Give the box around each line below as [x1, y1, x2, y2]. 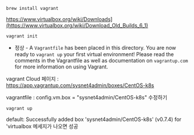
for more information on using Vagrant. [14, 63, 108, 70]
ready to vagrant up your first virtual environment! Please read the [14, 51, 174, 58]
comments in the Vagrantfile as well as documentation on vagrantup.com [14, 57, 188, 64]
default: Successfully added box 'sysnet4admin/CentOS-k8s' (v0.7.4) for [6, 116, 182, 123]
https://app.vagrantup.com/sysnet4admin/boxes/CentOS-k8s [6, 82, 154, 89]
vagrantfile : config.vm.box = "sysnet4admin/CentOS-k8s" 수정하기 [6, 94, 168, 101]
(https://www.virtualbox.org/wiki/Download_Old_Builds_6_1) [6, 22, 148, 29]
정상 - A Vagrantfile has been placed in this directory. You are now [14, 44, 176, 51]
